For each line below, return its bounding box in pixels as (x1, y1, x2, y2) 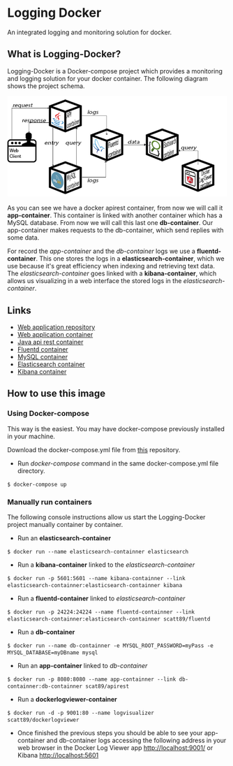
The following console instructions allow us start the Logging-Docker (7, 513, 206, 521)
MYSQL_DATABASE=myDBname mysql (7, 649, 98, 656)
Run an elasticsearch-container (17, 534, 112, 542)
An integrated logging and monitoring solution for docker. (7, 28, 172, 36)
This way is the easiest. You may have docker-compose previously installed (7, 424, 225, 433)
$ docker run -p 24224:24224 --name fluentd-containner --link (7, 609, 195, 616)
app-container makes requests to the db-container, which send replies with (7, 226, 225, 235)
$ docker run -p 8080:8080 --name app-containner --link (7, 676, 176, 683)
